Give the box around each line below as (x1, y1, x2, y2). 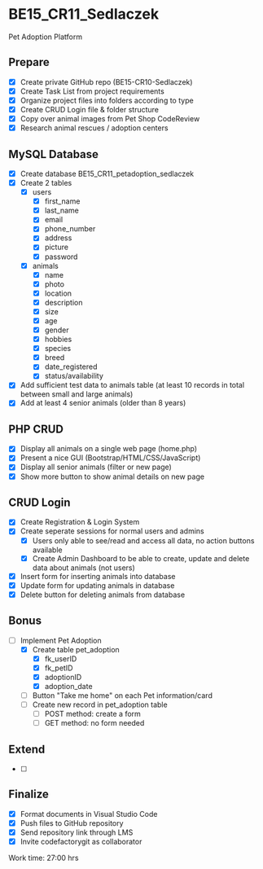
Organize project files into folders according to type (20, 95, 194, 105)
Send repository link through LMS (20, 827, 134, 837)
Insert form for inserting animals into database (20, 571, 176, 581)
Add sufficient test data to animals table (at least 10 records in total (20, 380, 245, 390)
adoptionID (44, 672, 82, 682)
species (44, 344, 72, 353)
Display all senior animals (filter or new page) (20, 462, 173, 472)
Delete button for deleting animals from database (20, 590, 186, 599)
